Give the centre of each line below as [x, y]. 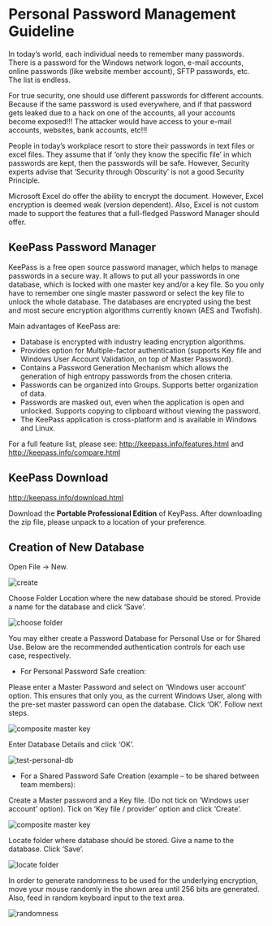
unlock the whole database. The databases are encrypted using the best [130, 301]
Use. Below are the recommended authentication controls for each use [127, 647]
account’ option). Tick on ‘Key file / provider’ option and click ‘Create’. [125, 809]
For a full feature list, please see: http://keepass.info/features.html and [126, 444]
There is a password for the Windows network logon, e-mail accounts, [126, 63]
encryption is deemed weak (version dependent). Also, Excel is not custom [134, 205]
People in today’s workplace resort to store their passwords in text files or [132, 145]
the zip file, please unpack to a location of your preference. [108, 521]
